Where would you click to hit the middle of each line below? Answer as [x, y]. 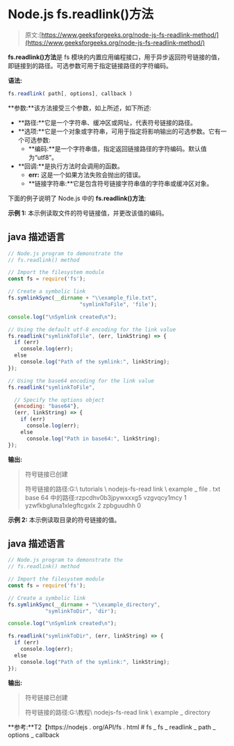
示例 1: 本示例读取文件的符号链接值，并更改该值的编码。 [88, 213]
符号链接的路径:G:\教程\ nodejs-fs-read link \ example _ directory [118, 712]
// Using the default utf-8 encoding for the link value [92, 330]
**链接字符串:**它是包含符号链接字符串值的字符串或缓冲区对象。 [120, 183]
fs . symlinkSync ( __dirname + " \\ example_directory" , [84, 605]
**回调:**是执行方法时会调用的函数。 [70, 166]
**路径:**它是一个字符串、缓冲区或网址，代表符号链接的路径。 [107, 122]
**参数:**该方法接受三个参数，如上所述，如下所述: [80, 108]
